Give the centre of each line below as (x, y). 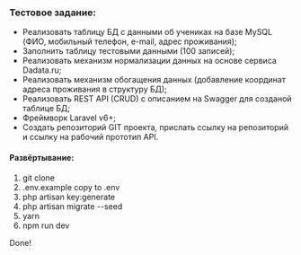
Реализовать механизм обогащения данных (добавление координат (154, 80)
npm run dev (46, 225)
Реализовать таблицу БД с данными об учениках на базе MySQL (147, 32)
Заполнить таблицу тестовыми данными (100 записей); (128, 51)
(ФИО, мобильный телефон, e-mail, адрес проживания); (129, 41)
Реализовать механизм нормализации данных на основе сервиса (149, 61)
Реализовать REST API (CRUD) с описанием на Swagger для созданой (157, 99)
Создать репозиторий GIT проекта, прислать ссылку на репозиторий (155, 127)
